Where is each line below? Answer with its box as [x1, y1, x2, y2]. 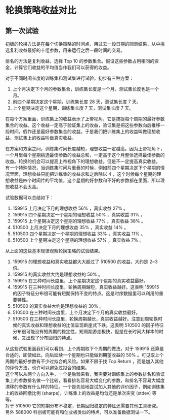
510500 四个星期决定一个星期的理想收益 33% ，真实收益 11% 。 [12, 231, 146, 237]
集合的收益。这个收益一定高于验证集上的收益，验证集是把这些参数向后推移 [5, 122, 160, 128]
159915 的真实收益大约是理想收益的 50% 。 [12, 271, 103, 277]
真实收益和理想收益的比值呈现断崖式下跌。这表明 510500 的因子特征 [21, 322, 164, 328]
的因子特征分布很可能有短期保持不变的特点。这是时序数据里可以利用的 [12, 290, 159, 296]
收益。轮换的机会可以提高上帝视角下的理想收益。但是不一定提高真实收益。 [5, 158, 160, 164]
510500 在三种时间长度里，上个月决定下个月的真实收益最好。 [12, 309, 141, 315]
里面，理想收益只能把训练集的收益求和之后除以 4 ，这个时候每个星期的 [9, 171, 157, 177]
